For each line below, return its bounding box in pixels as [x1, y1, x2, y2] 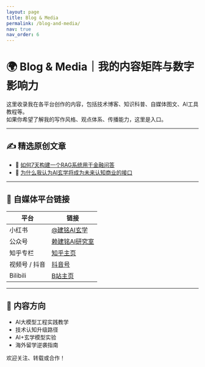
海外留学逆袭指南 [15, 341, 59, 349]
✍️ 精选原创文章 [6, 141, 67, 152]
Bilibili [9, 271, 26, 280]
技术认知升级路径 [15, 325, 59, 333]
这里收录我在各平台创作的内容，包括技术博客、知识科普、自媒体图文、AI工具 [6, 100, 199, 108]
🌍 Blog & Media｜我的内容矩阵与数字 [6, 60, 195, 74]
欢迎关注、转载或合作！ [6, 354, 65, 361]
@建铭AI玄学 [51, 226, 88, 234]
